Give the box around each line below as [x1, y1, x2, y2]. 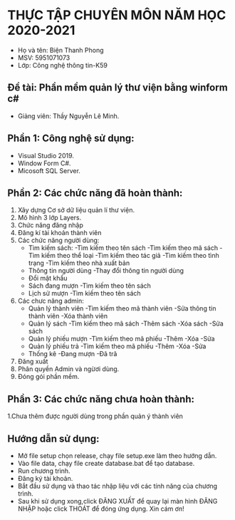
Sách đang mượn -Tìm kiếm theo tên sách [28, 281, 152, 290]
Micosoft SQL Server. [17, 166, 80, 175]
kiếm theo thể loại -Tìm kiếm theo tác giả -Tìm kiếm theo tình [41, 251, 219, 260]
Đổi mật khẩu [28, 274, 68, 283]
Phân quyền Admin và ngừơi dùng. [17, 365, 120, 373]
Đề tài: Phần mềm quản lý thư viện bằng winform [7, 82, 228, 94]
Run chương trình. [17, 467, 70, 475]
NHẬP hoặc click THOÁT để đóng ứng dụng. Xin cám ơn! [17, 504, 184, 513]
